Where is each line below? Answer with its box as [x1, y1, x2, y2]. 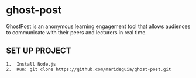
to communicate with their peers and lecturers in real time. [6, 29, 147, 36]
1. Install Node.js [6, 61, 57, 67]
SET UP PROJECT [6, 46, 71, 56]
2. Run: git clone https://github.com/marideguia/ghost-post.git [6, 66, 171, 72]
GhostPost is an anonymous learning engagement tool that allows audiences [6, 23, 191, 30]
